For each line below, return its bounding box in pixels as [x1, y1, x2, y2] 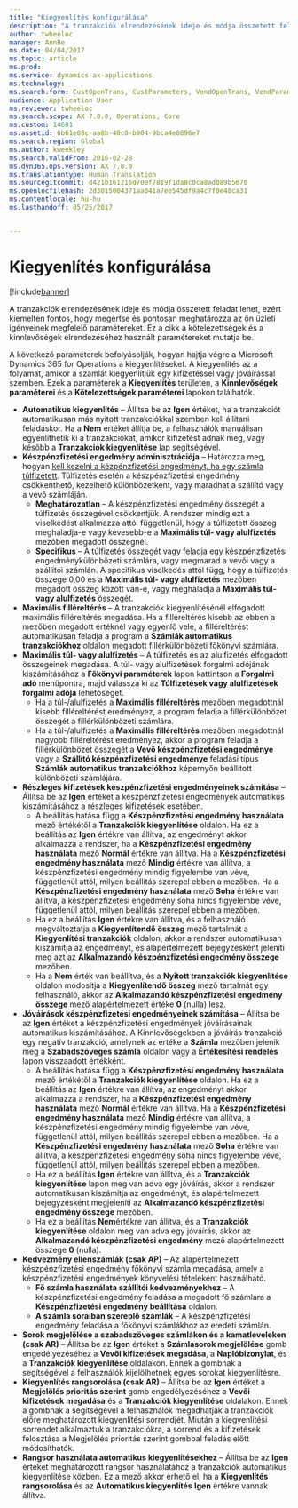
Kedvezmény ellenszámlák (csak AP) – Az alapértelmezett [21, 1254, 239, 1265]
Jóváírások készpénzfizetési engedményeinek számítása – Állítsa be [21, 1008, 281, 1018]
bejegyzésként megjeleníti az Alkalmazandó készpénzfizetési [35, 1197, 265, 1208]
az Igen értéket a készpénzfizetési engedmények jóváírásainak [21, 1017, 253, 1028]
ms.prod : [9, 63, 42, 72]
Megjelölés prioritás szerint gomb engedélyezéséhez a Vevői [21, 1385, 251, 1396]
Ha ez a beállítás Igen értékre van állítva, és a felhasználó [35, 914, 247, 924]
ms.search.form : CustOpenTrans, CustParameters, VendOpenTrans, [9, 87, 252, 96]
